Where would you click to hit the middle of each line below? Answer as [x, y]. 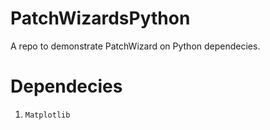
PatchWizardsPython [100, 18]
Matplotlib [47, 115]
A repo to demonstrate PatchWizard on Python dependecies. [135, 46]
